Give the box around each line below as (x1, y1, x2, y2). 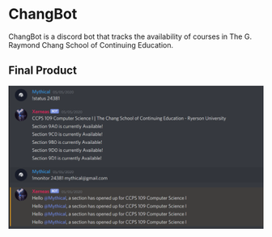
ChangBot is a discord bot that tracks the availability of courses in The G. (8, 32, 253, 41)
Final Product (8, 64, 77, 78)
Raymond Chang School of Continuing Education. (8, 40, 174, 49)
